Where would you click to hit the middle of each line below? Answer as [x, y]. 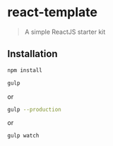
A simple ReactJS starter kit [65, 32]
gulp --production [34, 109]
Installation [32, 54]
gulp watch [23, 136]
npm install [25, 70]
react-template [52, 12]
